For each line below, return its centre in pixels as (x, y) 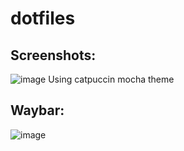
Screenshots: (53, 55)
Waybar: (37, 110)
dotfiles (43, 18)
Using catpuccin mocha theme (111, 79)
